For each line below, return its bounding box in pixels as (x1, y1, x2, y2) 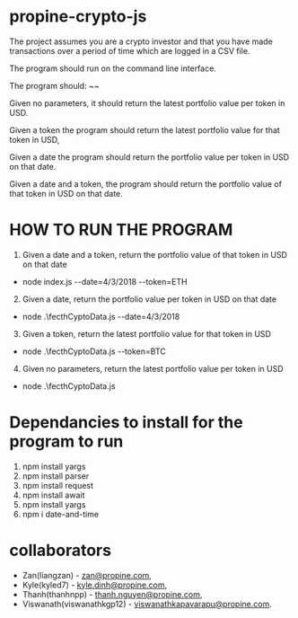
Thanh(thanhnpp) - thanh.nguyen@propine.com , (22, 588, 203, 599)
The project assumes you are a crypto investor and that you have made (9, 36, 274, 47)
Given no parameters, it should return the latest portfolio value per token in (9, 97, 285, 109)
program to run (9, 431, 124, 452)
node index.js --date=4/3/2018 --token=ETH (22, 276, 188, 287)
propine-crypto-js (9, 6, 147, 27)
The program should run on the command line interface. (9, 63, 217, 74)
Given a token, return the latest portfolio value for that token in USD (22, 328, 272, 339)
